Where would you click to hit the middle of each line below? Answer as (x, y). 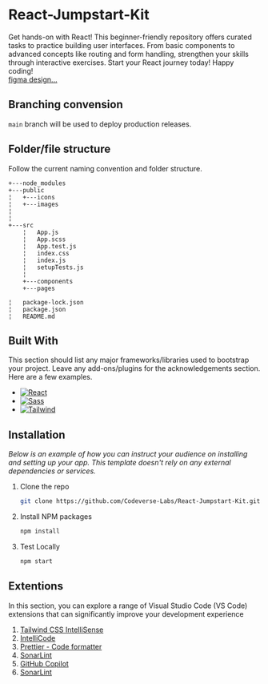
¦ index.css (46, 253)
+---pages (39, 288)
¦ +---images (34, 204)
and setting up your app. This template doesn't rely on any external (120, 463)
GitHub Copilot (44, 663)
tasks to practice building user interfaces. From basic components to (122, 45)
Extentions (36, 586)
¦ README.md (32, 316)
